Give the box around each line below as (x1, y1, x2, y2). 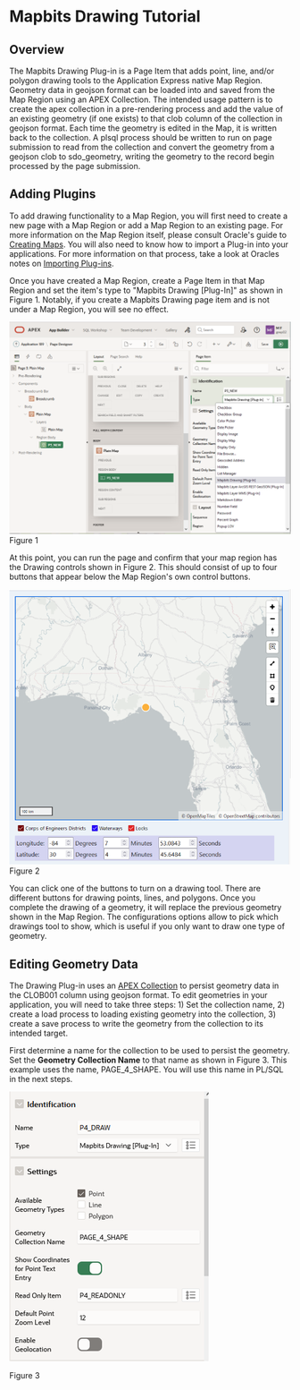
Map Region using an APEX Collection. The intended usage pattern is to (9, 94, 273, 105)
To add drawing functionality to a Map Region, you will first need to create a (9, 210, 288, 221)
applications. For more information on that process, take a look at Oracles (9, 248, 279, 259)
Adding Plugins (9, 186, 96, 202)
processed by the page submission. (9, 161, 141, 171)
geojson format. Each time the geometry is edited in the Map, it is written (9, 123, 277, 133)
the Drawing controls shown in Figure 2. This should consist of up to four (9, 562, 278, 573)
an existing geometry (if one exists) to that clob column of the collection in (9, 114, 283, 124)
